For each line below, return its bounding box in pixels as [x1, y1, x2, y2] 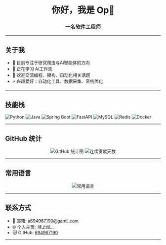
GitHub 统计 [5, 134, 42, 143]
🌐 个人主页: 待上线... [12, 224, 54, 230]
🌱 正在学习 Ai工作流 [12, 66, 52, 72]
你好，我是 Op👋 [51, 4, 115, 16]
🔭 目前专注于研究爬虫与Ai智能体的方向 [12, 60, 90, 66]
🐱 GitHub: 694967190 [12, 229, 58, 236]
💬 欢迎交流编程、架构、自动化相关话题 [12, 72, 90, 78]
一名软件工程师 [65, 23, 101, 30]
